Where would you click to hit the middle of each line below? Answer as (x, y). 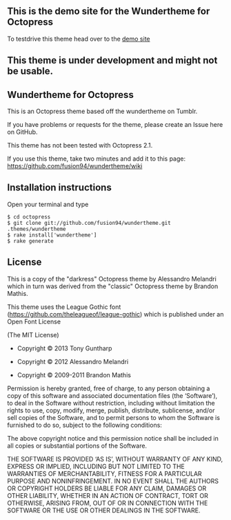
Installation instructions (59, 188)
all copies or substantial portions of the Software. (77, 446)
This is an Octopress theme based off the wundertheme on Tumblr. (102, 111)
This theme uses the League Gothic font (64, 307)
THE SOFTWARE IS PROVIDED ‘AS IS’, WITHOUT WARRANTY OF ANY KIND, (115, 459)
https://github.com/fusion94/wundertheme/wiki (75, 166)
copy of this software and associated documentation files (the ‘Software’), (112, 395)
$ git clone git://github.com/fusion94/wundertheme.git (89, 223)
